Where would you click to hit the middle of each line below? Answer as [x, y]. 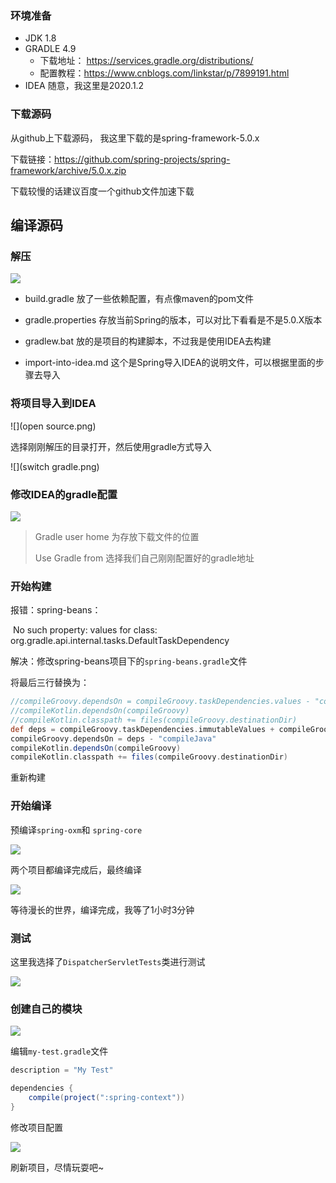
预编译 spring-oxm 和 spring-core [76, 829]
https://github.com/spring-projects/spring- [142, 159]
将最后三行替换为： [50, 683]
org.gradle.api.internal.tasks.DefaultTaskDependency [120, 641]
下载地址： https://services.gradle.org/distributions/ [146, 61]
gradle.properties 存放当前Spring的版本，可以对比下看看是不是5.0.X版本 [173, 320]
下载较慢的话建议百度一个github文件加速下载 [102, 191]
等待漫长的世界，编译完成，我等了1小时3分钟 [102, 909]
